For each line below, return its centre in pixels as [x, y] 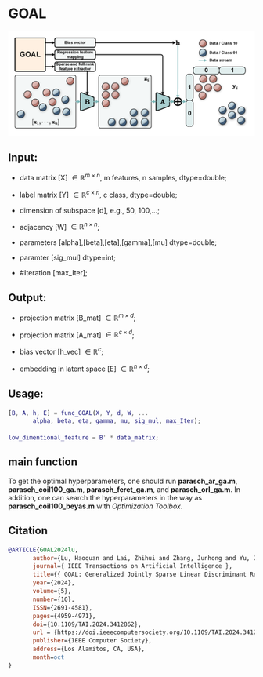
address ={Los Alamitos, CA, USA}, [89, 649]
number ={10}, [54, 599]
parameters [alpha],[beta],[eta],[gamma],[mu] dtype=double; [118, 242]
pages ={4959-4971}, [64, 616]
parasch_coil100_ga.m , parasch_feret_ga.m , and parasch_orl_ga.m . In [124, 489]
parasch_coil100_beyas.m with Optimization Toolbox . [95, 506]
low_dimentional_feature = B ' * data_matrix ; [83, 438]
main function [43, 462]
